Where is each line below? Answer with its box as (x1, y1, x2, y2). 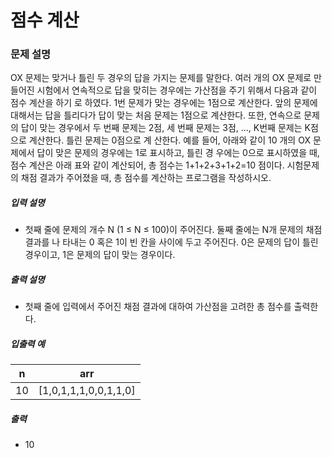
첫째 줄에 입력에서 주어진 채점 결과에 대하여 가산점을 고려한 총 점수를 (24, 301, 292, 313)
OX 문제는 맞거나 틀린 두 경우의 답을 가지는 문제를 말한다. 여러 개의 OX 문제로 (10, 72, 312, 84)
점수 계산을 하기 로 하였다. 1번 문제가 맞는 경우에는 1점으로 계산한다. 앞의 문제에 (10, 97, 318, 109)
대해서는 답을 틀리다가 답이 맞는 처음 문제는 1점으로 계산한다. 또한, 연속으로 (10, 109, 302, 121)
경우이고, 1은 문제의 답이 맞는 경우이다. (24, 249, 176, 261)
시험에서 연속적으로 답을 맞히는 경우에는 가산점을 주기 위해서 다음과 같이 (36, 84, 318, 96)
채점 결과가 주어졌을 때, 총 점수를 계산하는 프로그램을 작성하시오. (20, 172, 272, 184)
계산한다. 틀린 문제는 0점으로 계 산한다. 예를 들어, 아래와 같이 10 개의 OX (28, 134, 311, 146)
